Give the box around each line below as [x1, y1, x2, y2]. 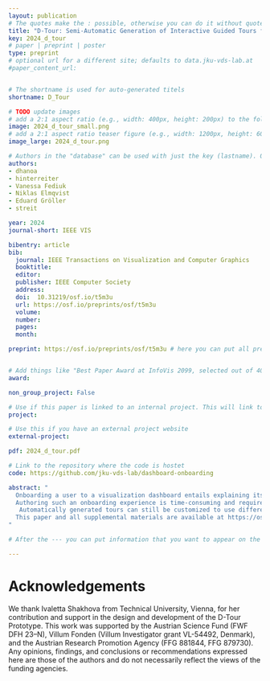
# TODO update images [8, 108, 81, 116]
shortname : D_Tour [8, 93, 70, 101]
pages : [15, 323, 38, 331]
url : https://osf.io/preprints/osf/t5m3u [15, 301, 157, 309]
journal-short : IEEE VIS [8, 226, 92, 234]
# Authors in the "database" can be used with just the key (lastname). [8, 152, 257, 160]
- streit [8, 204, 38, 213]
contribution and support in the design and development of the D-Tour [8, 612, 241, 622]
